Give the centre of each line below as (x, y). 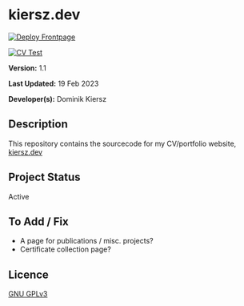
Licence (29, 274)
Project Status (45, 177)
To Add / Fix (39, 221)
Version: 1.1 (27, 68)
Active (19, 196)
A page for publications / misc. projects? (86, 241)
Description (38, 125)
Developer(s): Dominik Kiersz (57, 99)
